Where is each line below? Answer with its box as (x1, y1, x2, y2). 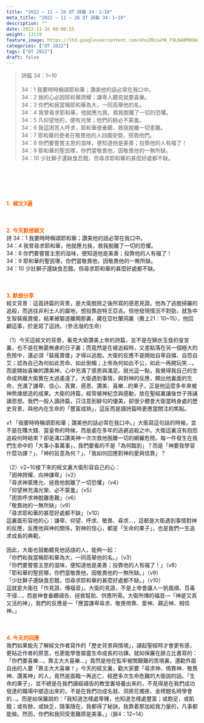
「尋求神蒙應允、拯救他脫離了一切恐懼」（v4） (6, 479, 122, 486)
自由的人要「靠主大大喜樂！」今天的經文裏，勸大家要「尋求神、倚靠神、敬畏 (6, 665, 198, 672)
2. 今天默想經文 (6, 227, 45, 234)
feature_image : (6, 37, 45, 43)
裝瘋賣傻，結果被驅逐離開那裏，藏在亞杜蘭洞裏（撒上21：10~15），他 (16, 314, 189, 322)
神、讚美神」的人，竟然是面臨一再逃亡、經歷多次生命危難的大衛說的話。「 (6, 672, 190, 679)
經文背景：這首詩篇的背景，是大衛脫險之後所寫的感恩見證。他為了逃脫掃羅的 (6, 299, 198, 306)
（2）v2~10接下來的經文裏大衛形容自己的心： (6, 464, 121, 471)
